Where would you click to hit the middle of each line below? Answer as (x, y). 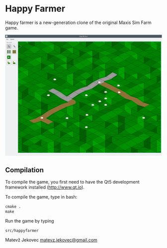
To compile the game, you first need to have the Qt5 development (72, 182)
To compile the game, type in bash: (41, 197)
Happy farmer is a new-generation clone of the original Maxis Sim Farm (78, 22)
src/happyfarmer (22, 231)
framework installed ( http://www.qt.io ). (45, 187)
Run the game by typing (30, 221)
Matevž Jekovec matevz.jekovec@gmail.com (51, 240)
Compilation (24, 170)
